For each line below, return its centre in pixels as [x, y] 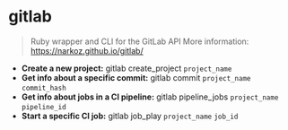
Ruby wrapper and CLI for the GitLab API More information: [140, 41]
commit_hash [44, 88]
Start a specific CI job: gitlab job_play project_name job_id [130, 116]
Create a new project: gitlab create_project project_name [127, 68]
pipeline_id [44, 107]
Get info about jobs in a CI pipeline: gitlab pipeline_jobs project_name [150, 97]
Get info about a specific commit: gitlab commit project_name [136, 77]
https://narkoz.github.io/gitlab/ [87, 50]
